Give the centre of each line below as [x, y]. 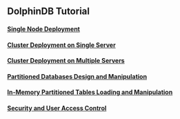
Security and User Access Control [57, 108]
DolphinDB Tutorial [48, 11]
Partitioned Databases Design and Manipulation [77, 76]
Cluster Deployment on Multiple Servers [66, 61]
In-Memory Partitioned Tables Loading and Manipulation [90, 92]
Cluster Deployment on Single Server [61, 45]
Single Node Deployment [44, 29]
